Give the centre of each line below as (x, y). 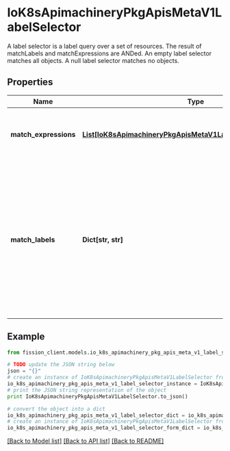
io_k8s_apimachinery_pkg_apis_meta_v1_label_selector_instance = (102, 384)
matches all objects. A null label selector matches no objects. (93, 60)
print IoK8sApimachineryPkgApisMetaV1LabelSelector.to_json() (98, 396)
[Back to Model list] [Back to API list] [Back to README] (86, 441)
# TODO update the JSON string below (61, 365)
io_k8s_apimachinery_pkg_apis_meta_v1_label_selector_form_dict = (104, 428)
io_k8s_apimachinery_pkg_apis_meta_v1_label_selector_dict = (96, 415)
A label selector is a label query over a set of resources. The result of (104, 46)
